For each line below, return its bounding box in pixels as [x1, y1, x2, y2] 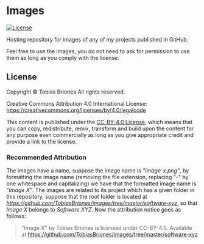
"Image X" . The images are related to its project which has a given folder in [6, 187, 195, 194]
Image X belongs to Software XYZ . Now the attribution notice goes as [6, 206, 181, 213]
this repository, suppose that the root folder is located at [6, 193, 147, 201]
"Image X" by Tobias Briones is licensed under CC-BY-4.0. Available [21, 224, 192, 232]
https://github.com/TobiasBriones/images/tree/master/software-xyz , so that [6, 199, 198, 207]
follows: [6, 212, 26, 220]
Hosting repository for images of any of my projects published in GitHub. [6, 35, 189, 43]
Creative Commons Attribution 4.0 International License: [6, 100, 147, 107]
